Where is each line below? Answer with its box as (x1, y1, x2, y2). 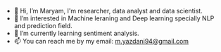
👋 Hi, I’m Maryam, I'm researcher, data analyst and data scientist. (13, 7, 203, 15)
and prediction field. (13, 22, 72, 30)
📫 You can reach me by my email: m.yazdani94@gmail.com (13, 37, 189, 45)
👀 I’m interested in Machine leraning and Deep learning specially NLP (13, 14, 215, 22)
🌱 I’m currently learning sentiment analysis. (13, 29, 139, 37)
